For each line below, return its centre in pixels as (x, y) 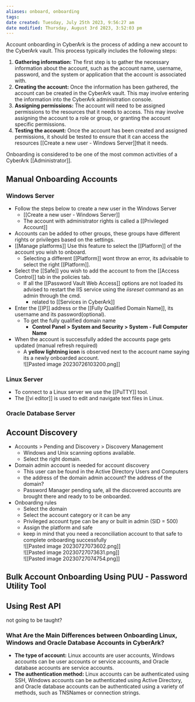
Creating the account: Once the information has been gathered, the (96, 87)
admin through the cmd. (52, 295)
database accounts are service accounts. (64, 668)
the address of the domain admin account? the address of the (97, 478)
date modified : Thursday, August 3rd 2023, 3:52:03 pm (74, 28)
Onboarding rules (36, 502)
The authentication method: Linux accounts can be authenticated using (102, 674)
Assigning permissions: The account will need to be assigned (90, 105)
